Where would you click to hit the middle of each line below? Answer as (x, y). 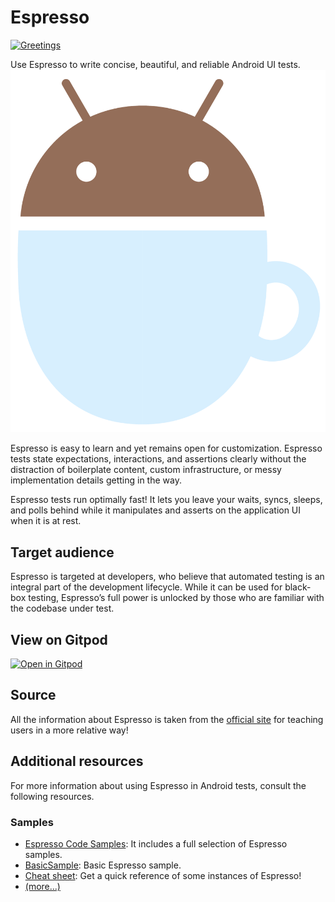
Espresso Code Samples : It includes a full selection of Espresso (156, 844)
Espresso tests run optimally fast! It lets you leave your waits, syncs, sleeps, (166, 500)
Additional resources (77, 761)
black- (298, 587)
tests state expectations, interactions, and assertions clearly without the (158, 459)
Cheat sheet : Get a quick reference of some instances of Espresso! (163, 876)
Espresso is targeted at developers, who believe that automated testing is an (167, 577)
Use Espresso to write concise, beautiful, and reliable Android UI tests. (155, 64)
